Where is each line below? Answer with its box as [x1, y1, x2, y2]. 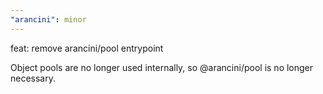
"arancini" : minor [10, 14, 87, 25]
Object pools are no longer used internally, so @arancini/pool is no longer [10, 61, 314, 73]
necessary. [10, 72, 57, 84]
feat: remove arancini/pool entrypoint [10, 42, 164, 54]
